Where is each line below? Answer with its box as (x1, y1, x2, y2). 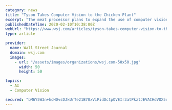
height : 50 (18, 69, 42, 74)
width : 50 (18, 64, 40, 70)
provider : (5, 40, 27, 46)
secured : (5, 97, 24, 102)
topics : (5, 78, 22, 83)
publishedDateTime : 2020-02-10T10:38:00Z (5, 21, 95, 27)
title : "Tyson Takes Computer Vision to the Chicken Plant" (5, 12, 137, 17)
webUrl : (5, 27, 22, 32)
